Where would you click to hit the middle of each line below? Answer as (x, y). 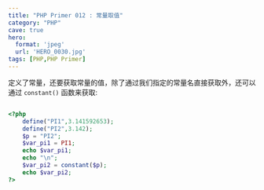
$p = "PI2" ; (42, 136)
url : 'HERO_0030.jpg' (51, 52)
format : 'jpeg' (40, 45)
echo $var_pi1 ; (47, 151)
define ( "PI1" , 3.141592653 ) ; (68, 121)
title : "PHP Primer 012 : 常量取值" (66, 15)
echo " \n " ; (40, 158)
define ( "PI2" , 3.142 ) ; (57, 129)
